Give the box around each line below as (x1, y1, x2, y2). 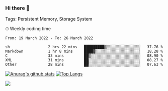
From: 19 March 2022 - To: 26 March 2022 (5, 36, 94, 41)
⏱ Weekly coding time (5, 26, 51, 32)
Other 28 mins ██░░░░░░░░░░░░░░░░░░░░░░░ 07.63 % (5, 62, 163, 67)
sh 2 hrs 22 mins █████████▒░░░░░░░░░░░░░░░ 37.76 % (5, 45, 163, 50)
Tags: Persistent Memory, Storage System (5, 16, 93, 22)
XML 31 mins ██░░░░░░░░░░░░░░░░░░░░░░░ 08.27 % (5, 58, 163, 63)
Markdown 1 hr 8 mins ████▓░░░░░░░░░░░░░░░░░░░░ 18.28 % (5, 49, 163, 54)
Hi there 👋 (5, 5, 30, 12)
